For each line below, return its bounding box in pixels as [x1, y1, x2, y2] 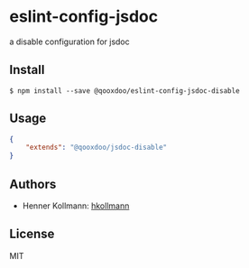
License [9, 226, 55, 242]
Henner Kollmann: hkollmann [22, 200, 130, 211]
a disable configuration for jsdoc [9, 36, 131, 47]
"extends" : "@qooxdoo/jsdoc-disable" [25, 143, 168, 152]
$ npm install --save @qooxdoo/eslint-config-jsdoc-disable [9, 86, 241, 96]
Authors [9, 176, 57, 191]
